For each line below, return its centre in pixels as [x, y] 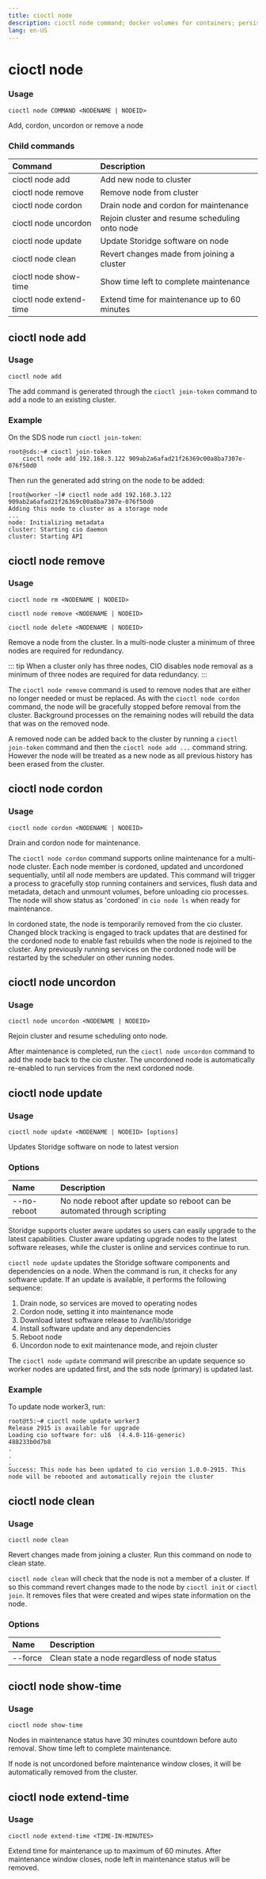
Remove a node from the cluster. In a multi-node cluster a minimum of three [132, 642]
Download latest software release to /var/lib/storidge [105, 1321]
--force [27, 1658]
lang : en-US [28, 30]
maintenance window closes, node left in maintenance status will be [119, 1859]
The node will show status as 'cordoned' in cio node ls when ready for [124, 900]
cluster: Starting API [46, 537]
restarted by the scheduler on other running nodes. [92, 957]
